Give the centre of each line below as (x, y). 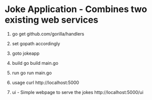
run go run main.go (32, 73)
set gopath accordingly (36, 43)
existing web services (52, 20)
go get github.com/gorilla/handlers (48, 34)
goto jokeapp (26, 53)
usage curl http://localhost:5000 (45, 82)
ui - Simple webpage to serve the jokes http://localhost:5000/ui (78, 92)
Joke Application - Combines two (76, 9)
